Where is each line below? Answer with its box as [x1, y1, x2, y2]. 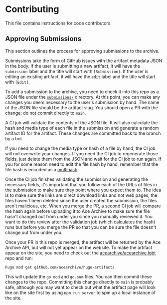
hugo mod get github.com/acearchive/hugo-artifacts [5, 264, 115, 270]
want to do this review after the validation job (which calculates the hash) [5, 219, 156, 225]
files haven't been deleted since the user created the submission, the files [5, 197, 157, 203]
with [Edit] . [5, 79, 30, 85]
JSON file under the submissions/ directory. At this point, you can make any [5, 94, 161, 100]
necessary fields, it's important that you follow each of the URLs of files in [5, 181, 157, 187]
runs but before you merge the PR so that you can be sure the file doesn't [5, 224, 157, 230]
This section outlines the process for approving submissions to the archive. [5, 48, 160, 54]
